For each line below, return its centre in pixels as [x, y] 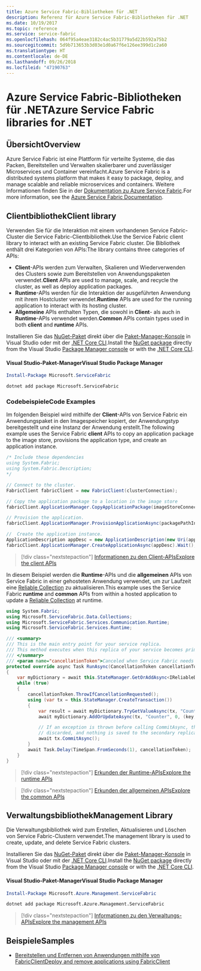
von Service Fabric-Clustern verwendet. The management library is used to [98, 836]
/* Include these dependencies [45, 458]
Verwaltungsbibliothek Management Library [90, 815]
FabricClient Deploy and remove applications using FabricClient [92, 961]
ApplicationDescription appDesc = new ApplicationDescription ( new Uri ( [97, 540]
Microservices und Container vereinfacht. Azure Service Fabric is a [88, 172]
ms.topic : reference [32, 28]
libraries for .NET [49, 122]
